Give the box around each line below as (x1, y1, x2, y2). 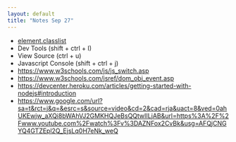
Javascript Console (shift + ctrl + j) (17, 59, 119, 67)
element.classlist (17, 36, 67, 45)
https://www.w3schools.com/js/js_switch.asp (17, 66, 149, 75)
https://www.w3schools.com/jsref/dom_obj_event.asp (17, 73, 175, 82)
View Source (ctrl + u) (17, 51, 82, 60)
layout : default (7, 10, 55, 18)
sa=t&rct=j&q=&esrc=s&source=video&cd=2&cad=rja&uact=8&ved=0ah (17, 104, 228, 112)
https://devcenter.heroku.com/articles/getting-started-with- (17, 81, 192, 90)
